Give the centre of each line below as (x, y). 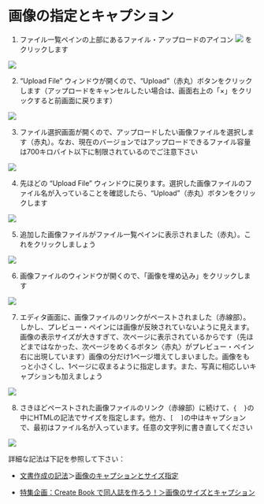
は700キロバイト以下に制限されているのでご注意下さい (109, 151)
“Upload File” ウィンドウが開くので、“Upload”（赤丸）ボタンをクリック (136, 80)
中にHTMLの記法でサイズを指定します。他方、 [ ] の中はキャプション (133, 417)
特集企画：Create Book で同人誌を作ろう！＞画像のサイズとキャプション (137, 492)
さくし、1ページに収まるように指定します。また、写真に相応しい (145, 366)
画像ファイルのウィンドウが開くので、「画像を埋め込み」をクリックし (132, 276)
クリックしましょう (65, 244)
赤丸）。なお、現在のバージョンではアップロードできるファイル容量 (142, 142)
